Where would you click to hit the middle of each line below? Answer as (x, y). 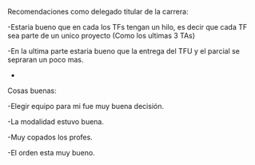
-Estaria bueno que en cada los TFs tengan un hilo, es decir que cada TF (127, 27)
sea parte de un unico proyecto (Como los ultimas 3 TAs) (102, 36)
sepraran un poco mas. (46, 60)
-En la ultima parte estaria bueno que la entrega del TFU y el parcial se (124, 51)
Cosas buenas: (32, 91)
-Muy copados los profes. (50, 137)
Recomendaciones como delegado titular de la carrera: (98, 12)
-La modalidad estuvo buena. (56, 122)
